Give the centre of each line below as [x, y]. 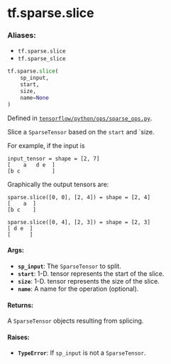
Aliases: [22, 36]
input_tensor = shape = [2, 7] [54, 159]
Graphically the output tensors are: [58, 184]
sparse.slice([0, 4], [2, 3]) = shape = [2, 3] [79, 222]
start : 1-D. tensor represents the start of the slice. [91, 273]
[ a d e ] [31, 165]
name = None [35, 97]
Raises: [18, 337]
